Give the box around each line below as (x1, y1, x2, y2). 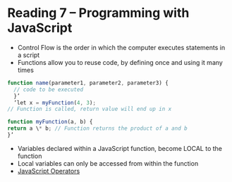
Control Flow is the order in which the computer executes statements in (17, 43, 226, 51)
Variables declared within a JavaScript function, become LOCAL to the (17, 144, 223, 152)
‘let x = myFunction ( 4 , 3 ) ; (13, 99, 97, 107)
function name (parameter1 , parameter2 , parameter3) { (7, 79, 169, 86)
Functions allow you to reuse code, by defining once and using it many (17, 58, 224, 66)
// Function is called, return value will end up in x (7, 106, 172, 113)
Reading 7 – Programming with (7, 5, 190, 21)
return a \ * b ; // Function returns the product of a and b (7, 125, 188, 132)
